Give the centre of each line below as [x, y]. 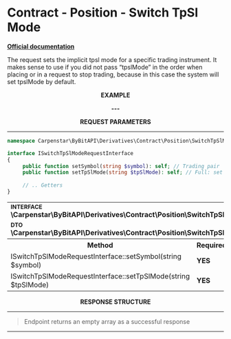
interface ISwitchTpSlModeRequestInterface [70, 153]
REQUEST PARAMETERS [115, 121]
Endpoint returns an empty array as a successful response [107, 321]
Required [211, 245]
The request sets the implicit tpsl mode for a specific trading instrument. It [112, 59]
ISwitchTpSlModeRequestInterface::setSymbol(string [96, 256]
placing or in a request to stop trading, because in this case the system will [113, 74]
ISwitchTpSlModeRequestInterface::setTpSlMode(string [100, 276]
